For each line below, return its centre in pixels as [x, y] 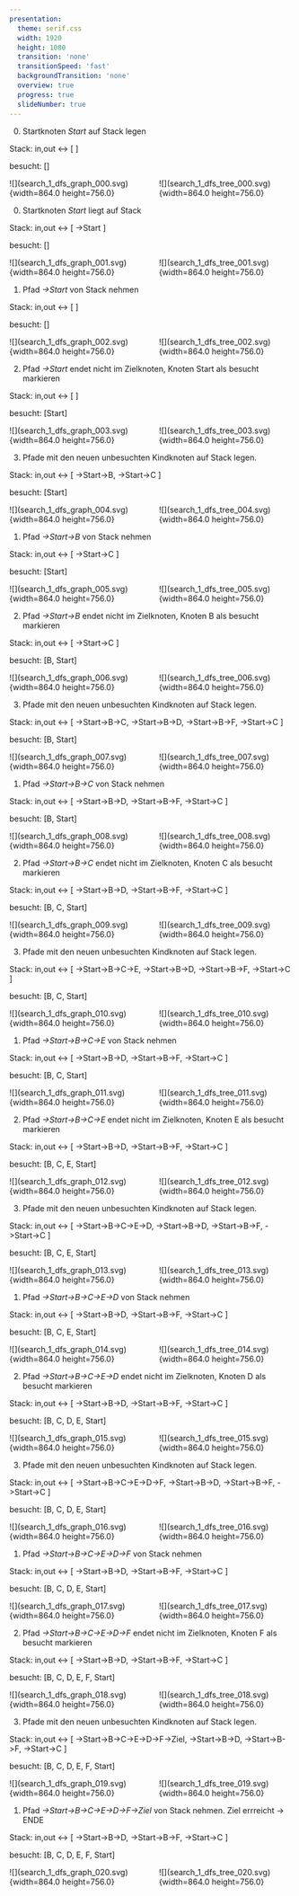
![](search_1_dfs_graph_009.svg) [69, 925]
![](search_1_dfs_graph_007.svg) [68, 757]
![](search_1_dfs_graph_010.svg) [68, 1013]
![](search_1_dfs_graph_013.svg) [68, 1270]
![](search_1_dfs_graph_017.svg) [67, 1606]
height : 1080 [42, 48]
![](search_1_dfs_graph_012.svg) [68, 1181]
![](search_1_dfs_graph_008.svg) [69, 836]
